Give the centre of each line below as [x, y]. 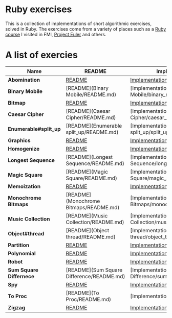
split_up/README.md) [92, 132]
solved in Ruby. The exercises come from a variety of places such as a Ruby [86, 29]
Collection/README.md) [95, 222]
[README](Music [87, 215]
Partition [19, 245]
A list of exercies [41, 55]
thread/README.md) [91, 237]
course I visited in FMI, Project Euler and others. [56, 34]
